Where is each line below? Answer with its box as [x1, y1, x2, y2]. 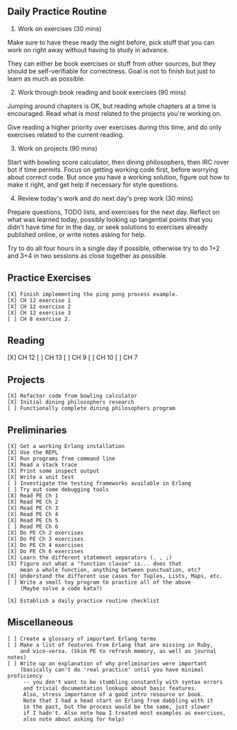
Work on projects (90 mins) [17, 144, 98, 153]
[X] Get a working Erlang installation [7, 443, 125, 450]
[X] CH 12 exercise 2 [7, 303, 71, 310]
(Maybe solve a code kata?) [20, 585, 103, 592]
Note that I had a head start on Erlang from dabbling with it [23, 697, 214, 704]
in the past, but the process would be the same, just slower [23, 703, 211, 710]
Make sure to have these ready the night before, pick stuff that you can [7, 38, 214, 47]
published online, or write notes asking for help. [7, 230, 146, 239]
